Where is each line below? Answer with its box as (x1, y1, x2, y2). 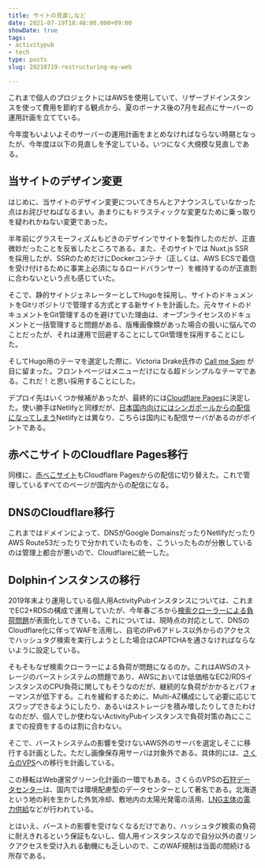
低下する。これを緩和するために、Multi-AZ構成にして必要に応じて (42, 692, 257, 701)
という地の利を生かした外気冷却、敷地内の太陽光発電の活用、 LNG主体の (8, 794, 244, 804)
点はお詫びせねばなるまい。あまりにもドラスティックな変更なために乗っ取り (8, 207, 256, 216)
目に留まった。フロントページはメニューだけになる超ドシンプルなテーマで (8, 366, 250, 376)
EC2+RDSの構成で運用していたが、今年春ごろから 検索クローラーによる (14, 606, 247, 615)
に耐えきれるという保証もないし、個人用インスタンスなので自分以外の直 (8, 832, 243, 840)
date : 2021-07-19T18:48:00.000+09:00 (8, 19, 132, 27)
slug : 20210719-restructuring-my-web (8, 63, 132, 71)
